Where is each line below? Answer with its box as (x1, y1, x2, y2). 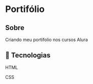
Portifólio (5, 3, 45, 15)
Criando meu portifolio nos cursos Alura (5, 36, 88, 42)
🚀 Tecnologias (5, 51, 51, 59)
